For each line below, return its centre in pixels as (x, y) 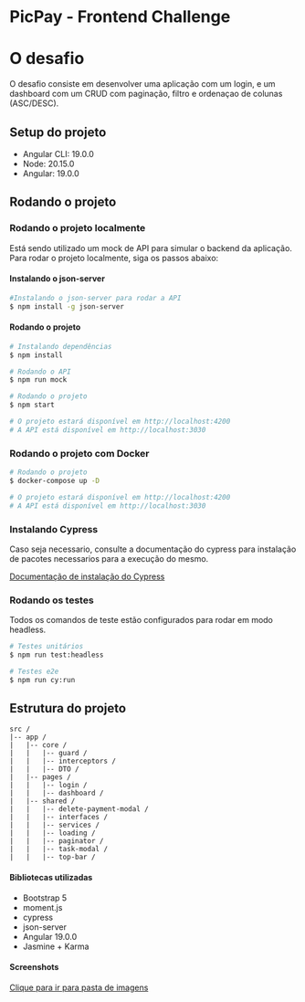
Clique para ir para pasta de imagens (79, 987)
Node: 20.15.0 (48, 163)
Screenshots (34, 967)
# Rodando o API (40, 372)
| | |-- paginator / (57, 841)
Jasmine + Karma (56, 946)
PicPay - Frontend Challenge (120, 17)
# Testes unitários (47, 647)
